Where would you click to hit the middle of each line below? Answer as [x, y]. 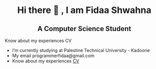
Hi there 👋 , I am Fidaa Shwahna [84, 10]
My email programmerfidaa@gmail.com [53, 55]
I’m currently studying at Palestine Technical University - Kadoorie [81, 50]
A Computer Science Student [84, 29]
